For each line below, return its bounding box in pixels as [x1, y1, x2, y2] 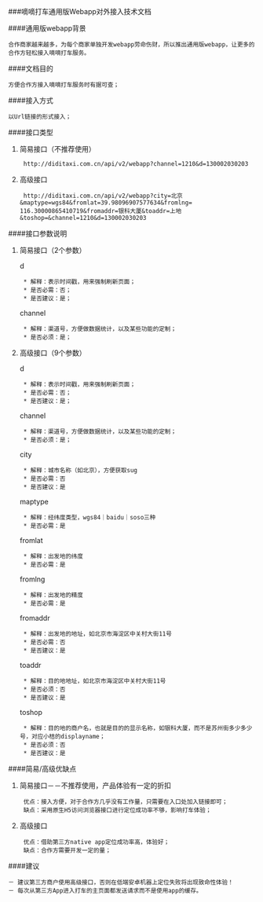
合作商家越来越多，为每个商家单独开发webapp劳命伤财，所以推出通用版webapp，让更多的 [8, 41, 255, 49]
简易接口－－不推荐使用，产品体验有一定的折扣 [19, 781, 171, 790]
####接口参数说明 [8, 229, 68, 238]
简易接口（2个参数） [19, 246, 86, 255]
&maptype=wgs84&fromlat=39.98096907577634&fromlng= [19, 199, 192, 207]
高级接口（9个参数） [19, 348, 86, 357]
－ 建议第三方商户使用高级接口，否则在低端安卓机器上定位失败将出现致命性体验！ [8, 878, 234, 886]
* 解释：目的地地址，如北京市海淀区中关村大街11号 [23, 677, 166, 685]
